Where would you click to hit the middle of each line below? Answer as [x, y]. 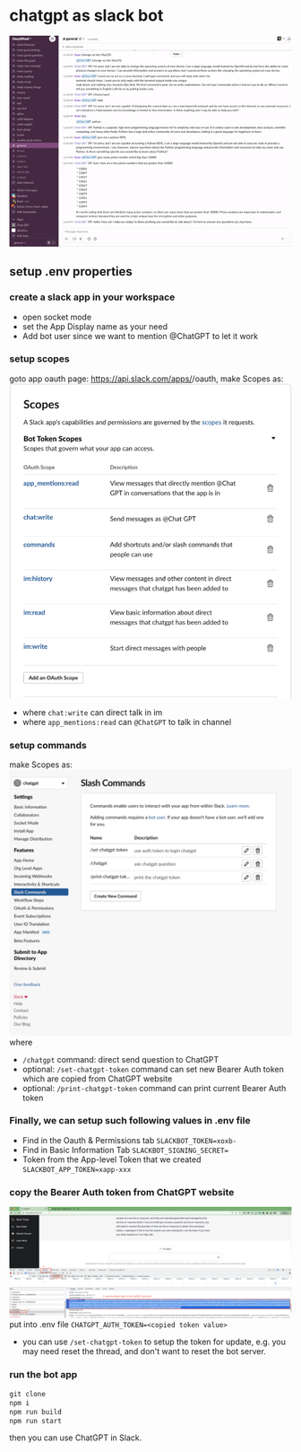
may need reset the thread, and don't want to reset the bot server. [144, 1351]
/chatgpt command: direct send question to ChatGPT [120, 1059]
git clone [28, 1395]
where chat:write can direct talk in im [92, 712]
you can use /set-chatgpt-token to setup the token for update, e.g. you [154, 1342]
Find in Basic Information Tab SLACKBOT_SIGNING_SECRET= [125, 1150]
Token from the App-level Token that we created [112, 1159]
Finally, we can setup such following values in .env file [130, 1121]
